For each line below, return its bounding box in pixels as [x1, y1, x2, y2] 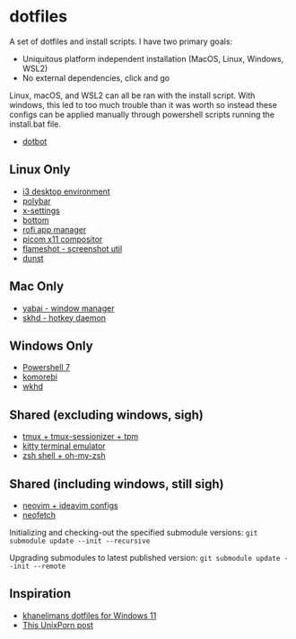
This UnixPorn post [22, 619, 94, 630]
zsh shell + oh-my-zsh [22, 450, 106, 461]
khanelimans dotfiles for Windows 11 [22, 609, 157, 621]
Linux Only [9, 162, 71, 177]
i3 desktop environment [22, 186, 110, 197]
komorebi [22, 371, 58, 383]
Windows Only [9, 338, 93, 353]
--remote [32, 562, 66, 571]
